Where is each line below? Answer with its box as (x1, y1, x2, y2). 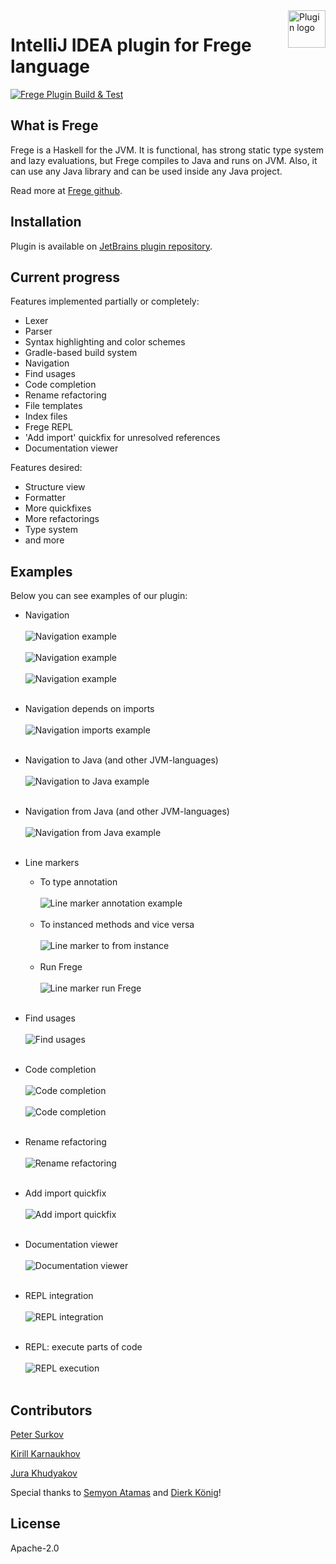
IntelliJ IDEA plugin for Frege (10, 34, 252, 57)
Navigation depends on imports (24, 703, 155, 715)
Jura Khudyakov (10, 1467, 78, 1479)
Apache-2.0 (10, 1542, 60, 1554)
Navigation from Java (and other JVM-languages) (24, 805, 230, 818)
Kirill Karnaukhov (10, 1448, 81, 1459)
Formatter (24, 492, 66, 504)
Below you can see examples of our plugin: (10, 590, 188, 602)
